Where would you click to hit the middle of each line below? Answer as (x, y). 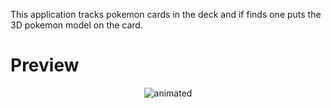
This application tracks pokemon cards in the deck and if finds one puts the (166, 14)
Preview (45, 65)
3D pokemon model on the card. (76, 25)
